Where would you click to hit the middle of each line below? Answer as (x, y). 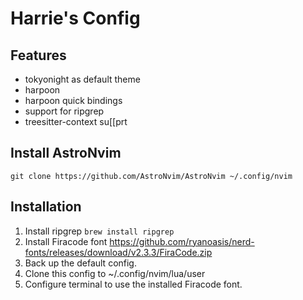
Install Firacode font (66, 241)
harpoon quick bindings (73, 100)
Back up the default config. (80, 263)
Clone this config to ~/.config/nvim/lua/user (115, 273)
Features (38, 55)
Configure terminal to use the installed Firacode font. (133, 284)
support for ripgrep (64, 111)
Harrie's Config (75, 18)
